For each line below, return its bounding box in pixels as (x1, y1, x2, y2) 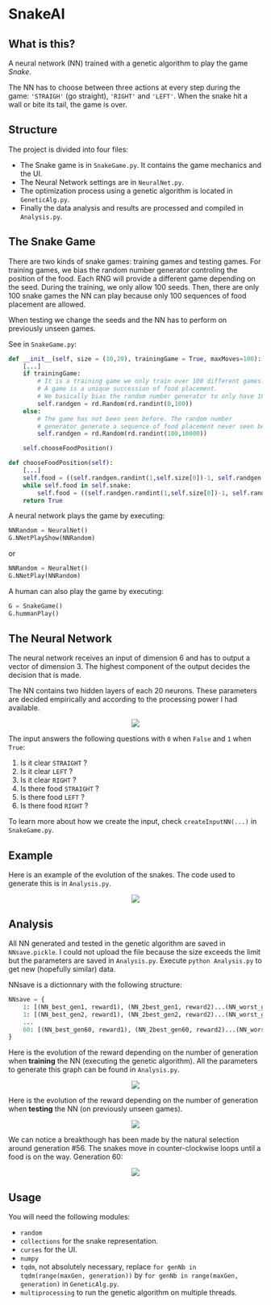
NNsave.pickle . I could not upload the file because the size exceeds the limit (8, 947, 261, 957)
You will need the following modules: (8, 1212, 131, 1222)
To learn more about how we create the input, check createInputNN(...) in (8, 817, 257, 826)
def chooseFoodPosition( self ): (8, 459, 114, 467)
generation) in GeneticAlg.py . (19, 1279, 119, 1289)
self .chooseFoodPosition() (23, 445, 114, 453)
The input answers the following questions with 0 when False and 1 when (8, 734, 252, 743)
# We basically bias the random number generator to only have (37, 392, 254, 400)
